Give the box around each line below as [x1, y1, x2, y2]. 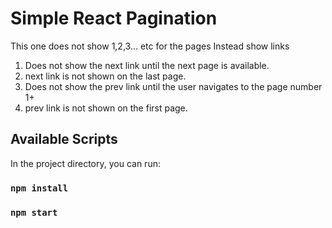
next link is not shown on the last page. [24, 70, 187, 82]
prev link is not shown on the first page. [24, 102, 188, 114]
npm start [10, 207, 58, 218]
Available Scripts [10, 131, 118, 148]
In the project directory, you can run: [10, 157, 161, 169]
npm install [10, 182, 69, 194]
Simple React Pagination [10, 7, 218, 30]
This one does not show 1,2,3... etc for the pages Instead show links [10, 40, 290, 52]
